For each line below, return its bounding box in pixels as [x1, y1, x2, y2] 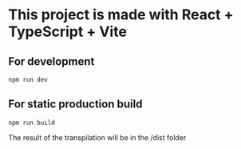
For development [8, 54, 95, 68]
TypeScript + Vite [8, 22, 128, 41]
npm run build [8, 119, 56, 127]
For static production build [8, 98, 143, 111]
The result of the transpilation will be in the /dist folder [8, 132, 187, 142]
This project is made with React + [8, 6, 234, 24]
